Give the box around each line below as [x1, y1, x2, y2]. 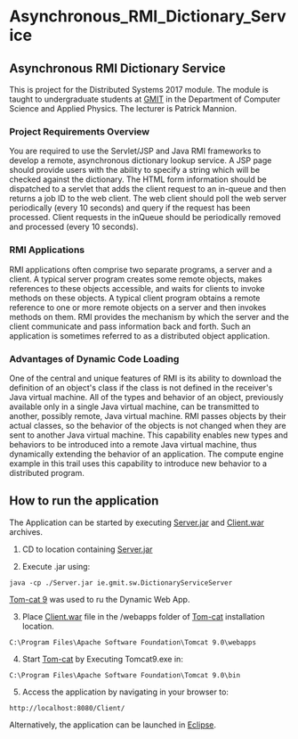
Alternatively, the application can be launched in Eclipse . [9, 719, 216, 730]
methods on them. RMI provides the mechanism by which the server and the [9, 311, 289, 322]
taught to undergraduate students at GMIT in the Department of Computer [9, 94, 281, 104]
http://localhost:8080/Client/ [9, 703, 125, 712]
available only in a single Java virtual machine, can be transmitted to [9, 401, 260, 412]
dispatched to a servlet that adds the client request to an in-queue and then [9, 184, 286, 194]
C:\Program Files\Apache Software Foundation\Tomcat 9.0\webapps [9, 637, 256, 647]
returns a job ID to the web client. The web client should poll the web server [9, 193, 287, 204]
